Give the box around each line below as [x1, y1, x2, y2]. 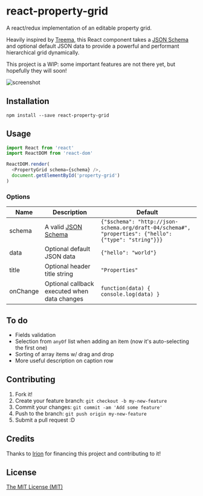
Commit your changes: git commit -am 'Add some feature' [14, 403, 163, 411]
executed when [44, 287, 89, 296]
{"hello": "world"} [100, 249, 157, 256]
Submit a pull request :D [14, 416, 76, 423]
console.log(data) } [100, 291, 160, 298]
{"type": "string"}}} [100, 237, 163, 243]
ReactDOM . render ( [6, 162, 50, 168]
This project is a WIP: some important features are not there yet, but [6, 60, 176, 68]
